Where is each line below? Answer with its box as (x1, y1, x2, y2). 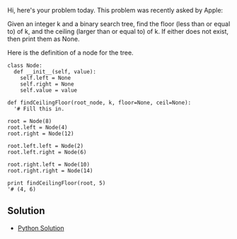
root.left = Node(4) (7, 124, 69, 131)
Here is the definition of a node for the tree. (7, 49, 134, 57)
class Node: (7, 62, 42, 69)
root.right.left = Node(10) (7, 161, 91, 168)
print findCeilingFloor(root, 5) (7, 180, 106, 187)
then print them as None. (7, 35, 80, 43)
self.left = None (20, 74, 71, 81)
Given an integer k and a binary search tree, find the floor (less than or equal (7, 20, 231, 28)
